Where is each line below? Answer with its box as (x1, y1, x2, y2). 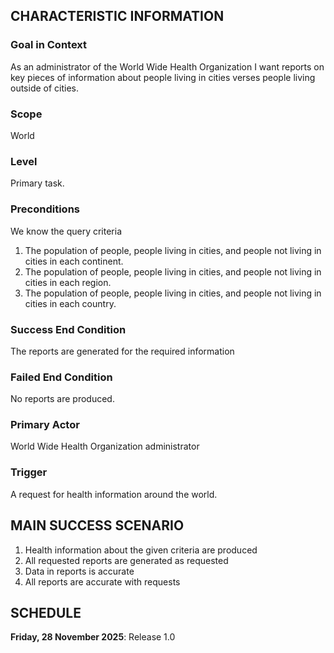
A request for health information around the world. (10, 488, 218, 500)
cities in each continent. (24, 255, 124, 267)
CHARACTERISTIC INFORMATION (10, 8, 225, 25)
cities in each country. (24, 297, 117, 309)
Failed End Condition (10, 370, 113, 384)
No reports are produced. (10, 393, 115, 405)
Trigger (10, 465, 48, 479)
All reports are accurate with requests (24, 575, 181, 588)
